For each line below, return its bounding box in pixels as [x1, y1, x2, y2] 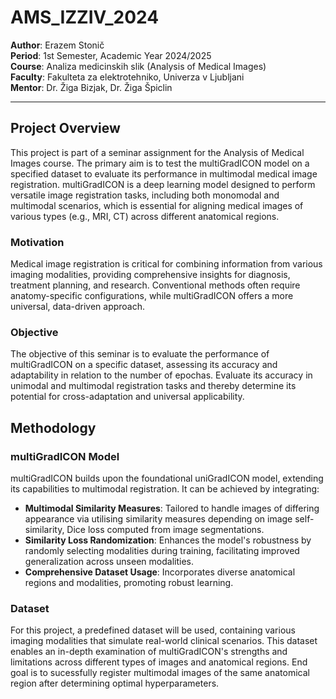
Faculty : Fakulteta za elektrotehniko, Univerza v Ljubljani [10, 71, 245, 83]
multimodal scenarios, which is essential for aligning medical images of [10, 199, 304, 211]
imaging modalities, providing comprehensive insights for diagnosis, [10, 269, 291, 281]
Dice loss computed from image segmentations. [66, 524, 265, 536]
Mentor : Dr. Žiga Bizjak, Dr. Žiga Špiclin [10, 81, 173, 93]
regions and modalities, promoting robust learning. [24, 577, 234, 589]
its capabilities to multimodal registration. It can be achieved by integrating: [10, 483, 320, 495]
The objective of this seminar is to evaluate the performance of [10, 348, 270, 360]
